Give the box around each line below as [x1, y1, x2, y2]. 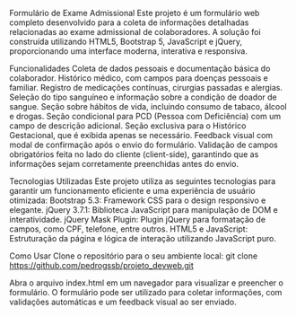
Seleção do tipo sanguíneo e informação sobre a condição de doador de [9, 92, 278, 102]
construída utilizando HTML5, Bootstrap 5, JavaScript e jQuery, [9, 36, 243, 47]
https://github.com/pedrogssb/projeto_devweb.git [9, 260, 195, 270]
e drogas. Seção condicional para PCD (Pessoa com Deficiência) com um [9, 111, 282, 121]
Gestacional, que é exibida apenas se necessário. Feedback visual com [9, 130, 274, 140]
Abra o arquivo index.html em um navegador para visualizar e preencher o [9, 277, 284, 288]
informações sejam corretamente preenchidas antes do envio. [9, 159, 239, 169]
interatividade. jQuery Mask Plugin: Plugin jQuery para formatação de [9, 215, 266, 224]
